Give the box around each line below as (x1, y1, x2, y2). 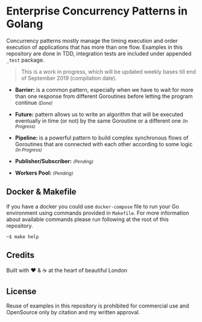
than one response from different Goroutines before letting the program (14, 92, 193, 100)
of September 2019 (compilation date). (21, 74, 117, 82)
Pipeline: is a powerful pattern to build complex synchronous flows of (14, 134, 189, 141)
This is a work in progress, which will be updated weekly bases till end (21, 68, 196, 75)
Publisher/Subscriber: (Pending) (14, 157, 93, 164)
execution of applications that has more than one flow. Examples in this (6, 43, 183, 51)
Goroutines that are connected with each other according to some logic (14, 140, 193, 147)
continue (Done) (14, 98, 53, 106)
